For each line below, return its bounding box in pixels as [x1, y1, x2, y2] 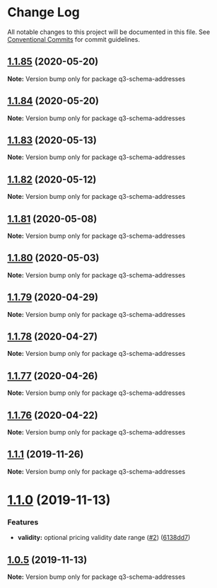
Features [7, 517, 39, 527]
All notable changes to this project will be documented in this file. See [7, 28, 211, 36]
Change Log [7, 4, 80, 21]
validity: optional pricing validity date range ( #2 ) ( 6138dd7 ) [17, 534, 191, 542]
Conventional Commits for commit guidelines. [7, 35, 140, 43]
